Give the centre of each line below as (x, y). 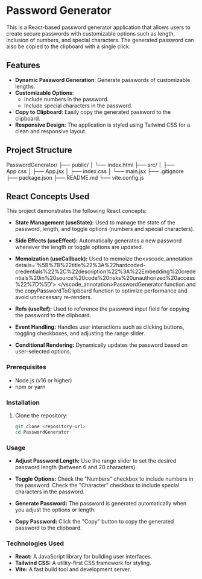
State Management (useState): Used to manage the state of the (95, 223)
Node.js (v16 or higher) (43, 380)
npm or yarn (30, 387)
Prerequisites (26, 367)
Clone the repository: (41, 415)
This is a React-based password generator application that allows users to (99, 27)
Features (23, 65)
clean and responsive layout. (51, 131)
